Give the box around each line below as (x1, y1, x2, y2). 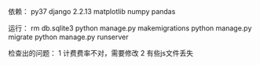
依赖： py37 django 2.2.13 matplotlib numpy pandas (8, 7, 176, 16)
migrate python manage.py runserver (8, 32, 129, 42)
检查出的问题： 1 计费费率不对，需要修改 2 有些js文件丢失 (8, 49, 194, 57)
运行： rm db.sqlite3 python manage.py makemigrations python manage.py (8, 23, 252, 33)
